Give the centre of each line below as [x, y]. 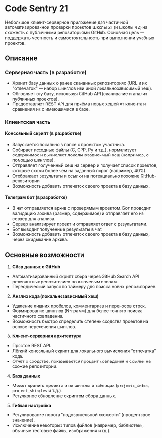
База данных [26, 376]
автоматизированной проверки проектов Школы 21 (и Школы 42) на [76, 27]
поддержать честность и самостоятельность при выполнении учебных [80, 38]
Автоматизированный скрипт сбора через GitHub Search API [76, 276]
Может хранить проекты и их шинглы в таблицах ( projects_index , [81, 385]
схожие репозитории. [35, 366]
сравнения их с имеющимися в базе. [51, 109]
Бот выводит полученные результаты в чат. [58, 229]
